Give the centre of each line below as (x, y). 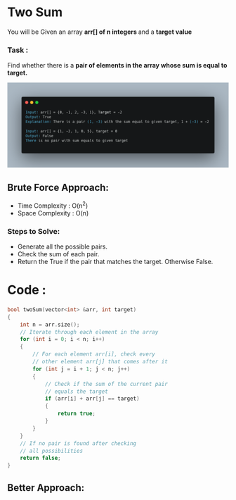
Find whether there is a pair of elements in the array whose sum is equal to (117, 65)
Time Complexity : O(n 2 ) (53, 205)
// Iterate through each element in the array (89, 332)
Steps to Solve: (34, 231)
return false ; (40, 458)
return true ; (77, 414)
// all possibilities (51, 451)
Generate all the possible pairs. (62, 246)
